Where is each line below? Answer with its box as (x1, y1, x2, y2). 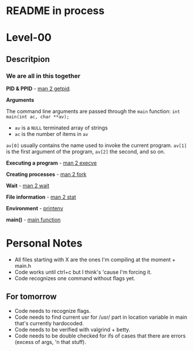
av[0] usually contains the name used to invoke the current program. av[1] (6, 142, 187, 149)
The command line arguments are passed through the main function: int (6, 108, 181, 115)
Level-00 (6, 31, 52, 45)
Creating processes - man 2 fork (6, 171, 87, 178)
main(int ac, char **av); (6, 114, 69, 120)
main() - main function (6, 216, 61, 223)
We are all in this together (6, 71, 81, 80)
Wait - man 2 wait (6, 182, 50, 189)
